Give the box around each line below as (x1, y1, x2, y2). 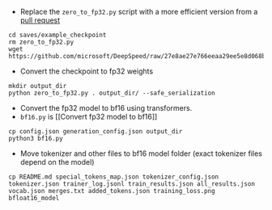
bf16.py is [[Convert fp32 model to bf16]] (19, 112, 158, 121)
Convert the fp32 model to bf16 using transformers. (19, 103, 193, 112)
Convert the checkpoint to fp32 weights (19, 66, 154, 76)
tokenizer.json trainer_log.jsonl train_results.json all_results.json (8, 180, 255, 188)
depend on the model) (19, 157, 95, 166)
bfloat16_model (8, 194, 60, 202)
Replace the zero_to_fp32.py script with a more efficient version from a (19, 7, 258, 16)
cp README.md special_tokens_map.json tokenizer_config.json (8, 173, 219, 181)
